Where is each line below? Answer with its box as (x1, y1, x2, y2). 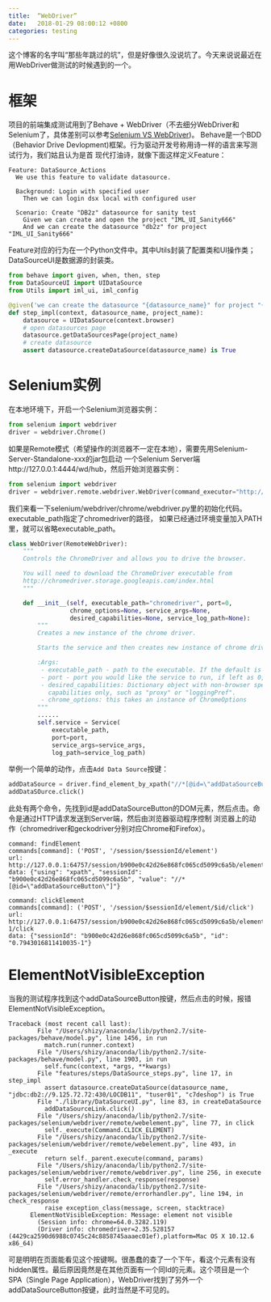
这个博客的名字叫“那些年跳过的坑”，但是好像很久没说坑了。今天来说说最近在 (8, 50, 262, 60)
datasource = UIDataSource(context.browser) (23, 316, 175, 324)
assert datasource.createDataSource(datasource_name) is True (23, 346, 236, 354)
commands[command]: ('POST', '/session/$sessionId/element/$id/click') (8, 904, 254, 912)
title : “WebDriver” (8, 11, 78, 20)
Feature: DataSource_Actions (8, 167, 106, 175)
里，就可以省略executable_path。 (8, 524, 120, 533)
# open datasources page (23, 324, 106, 332)
